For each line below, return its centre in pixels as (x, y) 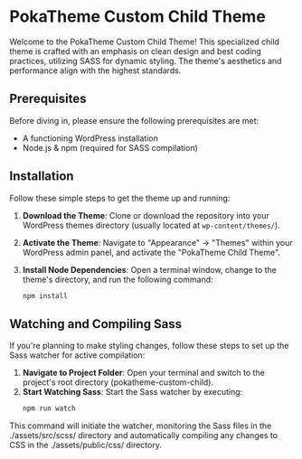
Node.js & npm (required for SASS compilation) (110, 147)
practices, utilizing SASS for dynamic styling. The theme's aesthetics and (146, 61)
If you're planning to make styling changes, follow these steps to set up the (149, 346)
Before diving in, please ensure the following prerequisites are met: (134, 120)
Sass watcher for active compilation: (77, 355)
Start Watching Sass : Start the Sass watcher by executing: (132, 392)
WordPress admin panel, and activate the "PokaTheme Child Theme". (151, 252)
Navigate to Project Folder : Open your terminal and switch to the (143, 373)
